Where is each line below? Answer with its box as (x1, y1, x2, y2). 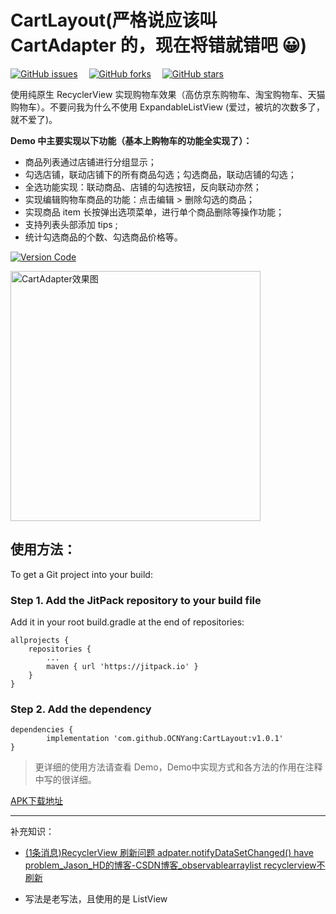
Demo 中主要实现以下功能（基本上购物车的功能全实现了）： (10, 134, 253, 146)
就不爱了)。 (10, 113, 58, 125)
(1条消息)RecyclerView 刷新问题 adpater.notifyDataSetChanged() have (24, 847, 314, 859)
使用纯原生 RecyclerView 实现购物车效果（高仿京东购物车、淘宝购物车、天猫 (10, 88, 326, 100)
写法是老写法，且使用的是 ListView (24, 893, 168, 905)
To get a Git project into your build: (10, 568, 153, 580)
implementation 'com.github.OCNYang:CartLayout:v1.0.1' (46, 734, 284, 744)
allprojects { (10, 636, 70, 646)
